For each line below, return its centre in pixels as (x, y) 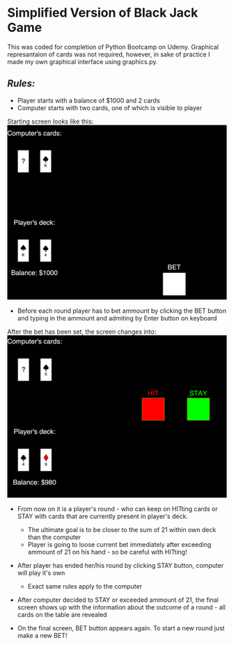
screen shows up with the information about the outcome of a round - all (122, 607)
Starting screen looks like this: (50, 121)
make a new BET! (42, 636)
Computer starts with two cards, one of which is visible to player (110, 108)
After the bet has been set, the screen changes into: (82, 332)
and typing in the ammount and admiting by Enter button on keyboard (117, 318)
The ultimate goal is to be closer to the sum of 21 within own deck (122, 530)
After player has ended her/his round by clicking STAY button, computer (120, 566)
